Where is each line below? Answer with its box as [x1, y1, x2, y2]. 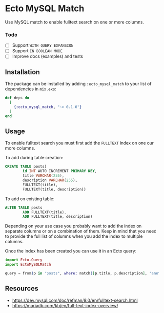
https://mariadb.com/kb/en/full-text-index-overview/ [12, 302, 119, 308]
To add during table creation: [5, 155, 63, 161]
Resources [5, 284, 39, 293]
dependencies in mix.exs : [5, 86, 57, 92]
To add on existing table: [5, 196, 55, 202]
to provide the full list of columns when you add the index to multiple [5, 233, 143, 239]
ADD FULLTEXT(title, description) [22, 214, 93, 219]
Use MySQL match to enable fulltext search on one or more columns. [5, 19, 144, 25]
